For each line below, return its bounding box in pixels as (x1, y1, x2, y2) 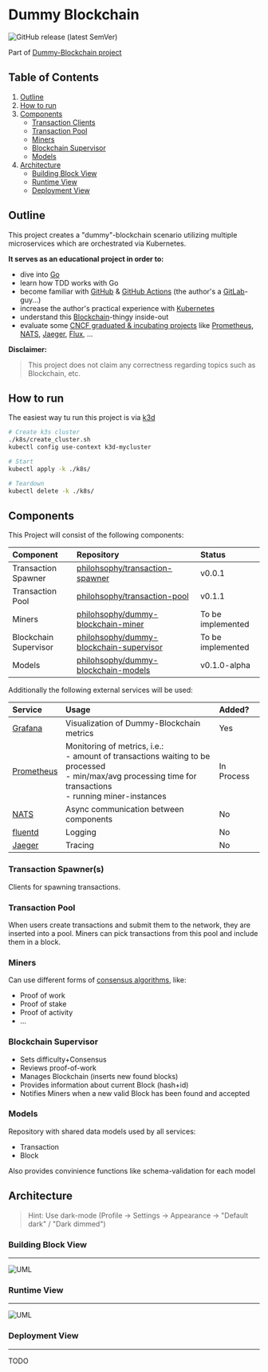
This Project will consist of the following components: (8, 530, 184, 540)
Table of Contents (8, 70, 100, 85)
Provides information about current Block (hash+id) (19, 1080, 189, 1090)
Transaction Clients (31, 118, 96, 127)
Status (200, 550, 226, 561)
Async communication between (65, 804, 185, 815)
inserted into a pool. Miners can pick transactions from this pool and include (8, 928, 258, 938)
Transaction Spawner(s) (8, 864, 104, 875)
